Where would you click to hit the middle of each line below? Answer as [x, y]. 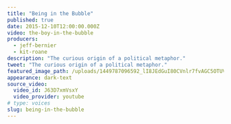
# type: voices [29, 103]
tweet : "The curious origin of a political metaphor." [87, 65]
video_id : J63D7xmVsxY [46, 90]
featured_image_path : [38, 71]
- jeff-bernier [35, 45]
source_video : [27, 84]
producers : [23, 39]
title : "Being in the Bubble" [51, 13]
